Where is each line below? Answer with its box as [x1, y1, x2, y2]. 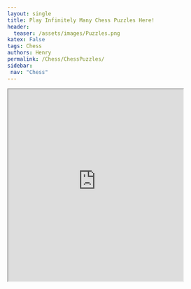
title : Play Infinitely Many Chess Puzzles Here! [7, 17, 155, 24]
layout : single [7, 10, 52, 17]
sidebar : [7, 62, 33, 69]
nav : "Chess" [10, 68, 49, 75]
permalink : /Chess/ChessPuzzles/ [7, 56, 105, 63]
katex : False [7, 36, 45, 43]
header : [7, 23, 30, 30]
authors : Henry [7, 50, 52, 57]
